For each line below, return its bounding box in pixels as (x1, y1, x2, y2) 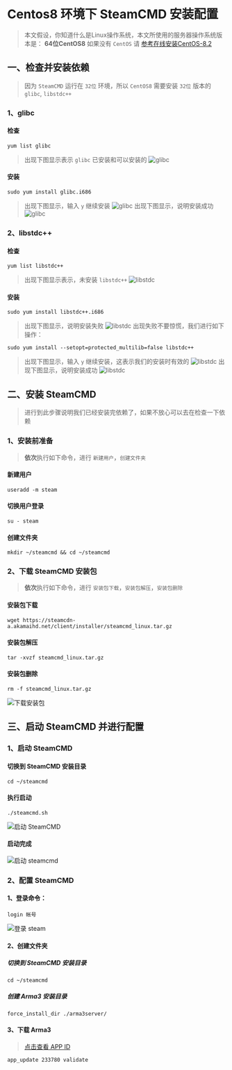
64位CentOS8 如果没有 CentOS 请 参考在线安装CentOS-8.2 (44, 39, 212, 47)
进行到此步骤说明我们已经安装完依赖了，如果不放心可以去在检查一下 (24, 408, 219, 417)
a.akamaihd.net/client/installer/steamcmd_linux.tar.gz (7, 623, 172, 630)
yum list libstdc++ (7, 262, 64, 270)
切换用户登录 (7, 502, 44, 510)
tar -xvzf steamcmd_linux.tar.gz (7, 654, 104, 661)
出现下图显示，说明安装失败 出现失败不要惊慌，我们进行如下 (24, 321, 224, 330)
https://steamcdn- (22, 616, 76, 623)
